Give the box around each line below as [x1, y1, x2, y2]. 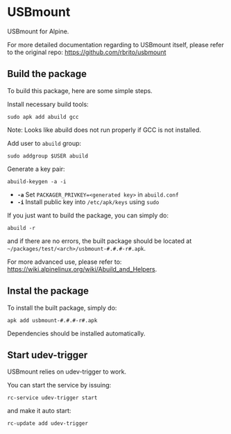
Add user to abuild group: [7, 139, 82, 147]
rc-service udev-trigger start [7, 394, 98, 401]
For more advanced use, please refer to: [7, 258, 122, 266]
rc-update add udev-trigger [7, 420, 89, 427]
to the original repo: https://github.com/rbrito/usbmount [7, 48, 166, 56]
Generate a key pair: [7, 165, 65, 173]
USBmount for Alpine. [7, 27, 69, 35]
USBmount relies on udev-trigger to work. [7, 367, 127, 376]
